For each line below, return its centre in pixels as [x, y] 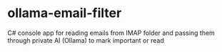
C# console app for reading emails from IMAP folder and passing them [111, 33]
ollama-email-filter [65, 13]
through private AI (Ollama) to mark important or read [86, 40]
